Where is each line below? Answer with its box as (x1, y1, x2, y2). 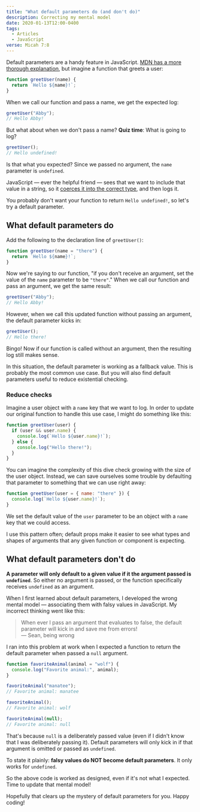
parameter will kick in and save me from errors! (20, 625, 138, 632)
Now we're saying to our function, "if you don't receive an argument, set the (6, 270, 194, 277)
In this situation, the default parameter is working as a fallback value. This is (6, 363, 193, 370)
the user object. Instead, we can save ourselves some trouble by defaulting (6, 472, 192, 480)
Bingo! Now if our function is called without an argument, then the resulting (6, 345, 192, 352)
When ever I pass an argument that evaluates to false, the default (20, 619, 182, 626)
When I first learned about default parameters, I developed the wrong (6, 594, 178, 602)
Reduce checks (6, 390, 52, 399)
